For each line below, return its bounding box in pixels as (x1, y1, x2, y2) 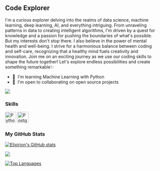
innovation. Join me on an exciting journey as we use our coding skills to (5, 54, 152, 59)
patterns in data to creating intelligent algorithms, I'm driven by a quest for (5, 27, 156, 33)
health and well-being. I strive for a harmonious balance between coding (5, 43, 152, 49)
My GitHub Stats (5, 131, 45, 138)
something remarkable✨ (5, 64, 54, 70)
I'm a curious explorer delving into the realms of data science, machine (5, 17, 149, 23)
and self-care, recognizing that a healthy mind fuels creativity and (5, 48, 138, 54)
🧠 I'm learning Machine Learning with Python (12, 74, 105, 80)
